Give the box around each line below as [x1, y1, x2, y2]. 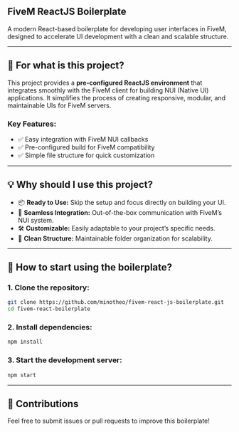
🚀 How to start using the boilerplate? [7, 261, 173, 273]
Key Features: [7, 119, 57, 129]
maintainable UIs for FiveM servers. [7, 101, 112, 110]
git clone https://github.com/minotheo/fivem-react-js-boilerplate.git [7, 299, 224, 306]
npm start [7, 372, 37, 379]
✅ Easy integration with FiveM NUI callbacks [17, 135, 149, 143]
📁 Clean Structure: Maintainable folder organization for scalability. [17, 234, 213, 243]
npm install [7, 338, 43, 346]
